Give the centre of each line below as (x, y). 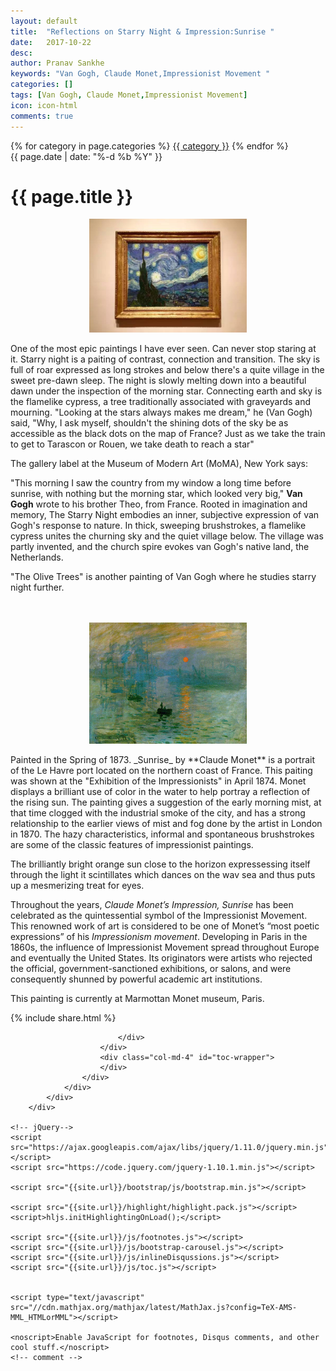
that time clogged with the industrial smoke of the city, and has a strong (158, 813)
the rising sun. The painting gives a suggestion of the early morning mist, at (166, 802)
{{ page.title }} (72, 196)
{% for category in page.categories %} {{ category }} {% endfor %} (149, 146)
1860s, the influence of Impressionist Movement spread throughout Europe (165, 947)
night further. (37, 587)
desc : (21, 53)
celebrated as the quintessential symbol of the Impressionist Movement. (159, 916)
